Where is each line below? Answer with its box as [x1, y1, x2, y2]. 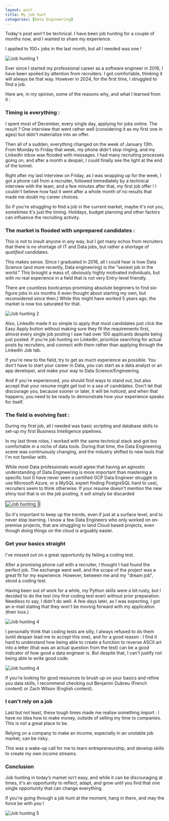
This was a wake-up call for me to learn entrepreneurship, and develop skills [5, 745, 164, 751]
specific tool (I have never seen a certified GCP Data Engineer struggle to [5, 475, 158, 481]
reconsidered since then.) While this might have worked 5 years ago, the [5, 295, 156, 301]
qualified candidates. [5, 249, 49, 255]
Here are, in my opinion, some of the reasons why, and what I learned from [5, 91, 161, 97]
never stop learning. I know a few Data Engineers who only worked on [5, 517, 151, 523]
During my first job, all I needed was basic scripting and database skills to [5, 423, 158, 429]
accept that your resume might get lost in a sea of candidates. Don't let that [5, 382, 162, 389]
